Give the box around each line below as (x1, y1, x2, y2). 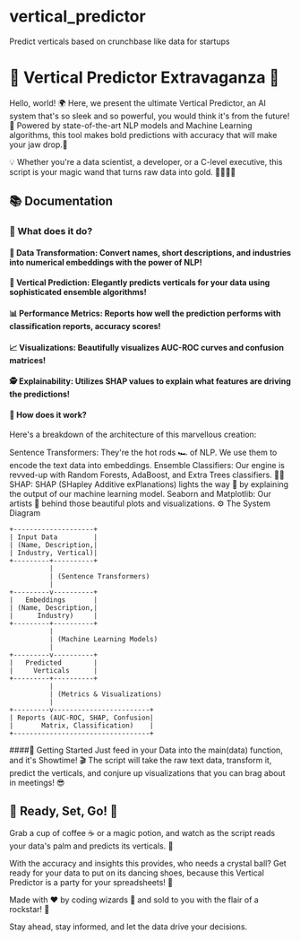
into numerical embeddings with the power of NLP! (9, 257, 203, 267)
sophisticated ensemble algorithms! (9, 287, 147, 298)
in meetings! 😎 (9, 778, 65, 789)
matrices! (9, 354, 47, 365)
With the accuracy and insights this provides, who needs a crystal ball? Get (9, 858, 287, 869)
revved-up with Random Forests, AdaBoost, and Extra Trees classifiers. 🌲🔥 (9, 469, 285, 481)
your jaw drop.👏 (9, 139, 68, 150)
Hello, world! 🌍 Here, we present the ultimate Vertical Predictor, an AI (9, 97, 267, 109)
